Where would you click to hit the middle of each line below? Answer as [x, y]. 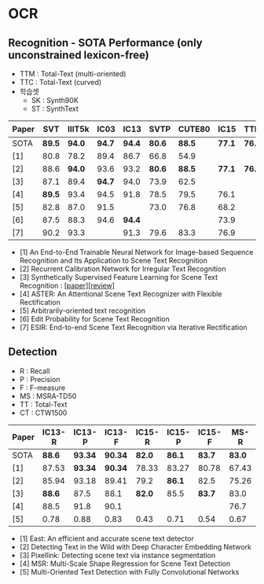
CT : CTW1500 [43, 413]
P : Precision [40, 379]
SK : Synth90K [55, 100]
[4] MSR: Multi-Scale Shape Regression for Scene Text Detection [125, 564]
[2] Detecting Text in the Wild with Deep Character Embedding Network [135, 546]
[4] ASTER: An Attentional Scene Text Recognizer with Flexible [121, 294]
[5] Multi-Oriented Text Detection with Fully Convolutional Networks [129, 571]
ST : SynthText [55, 108]
